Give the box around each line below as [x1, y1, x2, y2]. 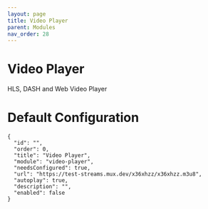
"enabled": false [14, 190, 66, 197]
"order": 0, [14, 146, 50, 153]
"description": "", [14, 183, 72, 190]
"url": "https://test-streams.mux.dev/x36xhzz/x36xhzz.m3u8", [14, 170, 202, 178]
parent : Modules [7, 24, 56, 31]
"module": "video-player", [14, 158, 94, 165]
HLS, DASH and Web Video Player [7, 85, 108, 93]
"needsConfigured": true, [14, 165, 91, 172]
